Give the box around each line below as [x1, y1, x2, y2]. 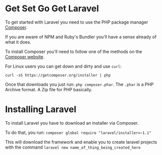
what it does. [5, 39, 31, 45]
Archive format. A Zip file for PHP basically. [5, 86, 92, 92]
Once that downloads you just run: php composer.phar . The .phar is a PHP [5, 81, 154, 87]
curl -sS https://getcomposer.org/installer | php [5, 73, 111, 77]
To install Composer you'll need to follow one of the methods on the [5, 49, 142, 54]
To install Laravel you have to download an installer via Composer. [5, 120, 139, 126]
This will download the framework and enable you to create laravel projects [5, 139, 157, 145]
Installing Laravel [5, 104, 77, 115]
